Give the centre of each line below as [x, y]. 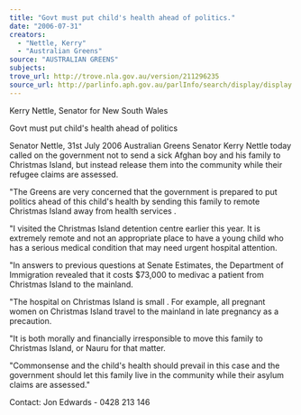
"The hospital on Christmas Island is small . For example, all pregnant [137, 301]
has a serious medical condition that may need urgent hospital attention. [143, 247]
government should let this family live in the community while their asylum [146, 374]
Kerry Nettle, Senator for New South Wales [89, 110]
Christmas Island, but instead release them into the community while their [146, 164]
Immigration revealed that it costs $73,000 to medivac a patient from [137, 274]
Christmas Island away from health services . [93, 211]
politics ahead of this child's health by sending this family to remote [135, 201]
